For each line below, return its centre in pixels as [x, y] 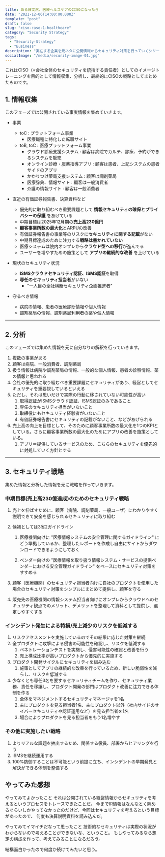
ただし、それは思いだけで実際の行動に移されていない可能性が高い [79, 395]
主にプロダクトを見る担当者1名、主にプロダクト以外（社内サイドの [87, 705]
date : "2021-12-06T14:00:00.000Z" [41, 14]
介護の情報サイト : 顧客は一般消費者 [63, 189]
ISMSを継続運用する [33, 755]
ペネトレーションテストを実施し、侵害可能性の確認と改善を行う [84, 650]
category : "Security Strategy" [37, 33]
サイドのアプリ [42, 170]
